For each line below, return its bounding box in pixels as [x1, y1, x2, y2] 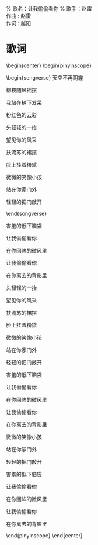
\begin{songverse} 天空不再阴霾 [6, 74, 83, 81]
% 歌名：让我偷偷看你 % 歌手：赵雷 [6, 5, 92, 12]
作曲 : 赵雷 [6, 12, 31, 19]
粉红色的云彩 [6, 111, 37, 118]
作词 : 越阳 [6, 20, 31, 26]
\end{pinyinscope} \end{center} [6, 532, 83, 539]
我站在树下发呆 [6, 99, 42, 106]
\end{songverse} [6, 210, 47, 217]
